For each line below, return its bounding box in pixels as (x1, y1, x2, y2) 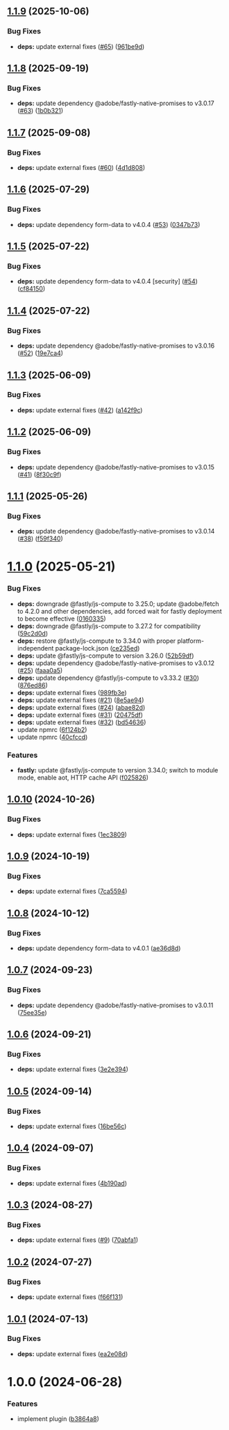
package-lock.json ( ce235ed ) (55, 644, 140, 652)
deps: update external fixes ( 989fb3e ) (17, 688, 127, 697)
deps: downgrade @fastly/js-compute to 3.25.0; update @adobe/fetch (17, 599, 220, 608)
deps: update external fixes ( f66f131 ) (17, 1293, 124, 1301)
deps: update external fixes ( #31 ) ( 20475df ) (17, 710, 144, 719)
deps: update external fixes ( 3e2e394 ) (17, 1065, 128, 1073)
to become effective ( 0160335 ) (17, 614, 106, 623)
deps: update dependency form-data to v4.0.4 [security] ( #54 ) (17, 277, 198, 286)
